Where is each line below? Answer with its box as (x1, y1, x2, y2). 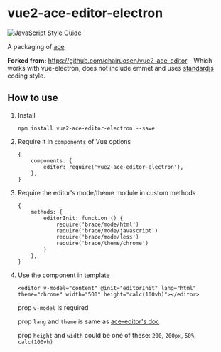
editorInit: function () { (43, 214, 124, 222)
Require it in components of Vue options (17, 137, 131, 145)
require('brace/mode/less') (55, 233, 139, 240)
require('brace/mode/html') (55, 221, 139, 228)
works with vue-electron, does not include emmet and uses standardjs (7, 63, 215, 72)
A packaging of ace (7, 42, 65, 51)
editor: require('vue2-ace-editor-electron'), (43, 163, 184, 170)
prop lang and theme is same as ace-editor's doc (17, 317, 160, 326)
